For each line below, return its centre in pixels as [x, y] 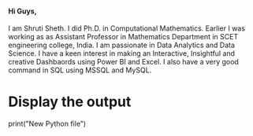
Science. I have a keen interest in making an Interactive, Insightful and [121, 53]
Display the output [70, 102]
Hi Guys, [22, 11]
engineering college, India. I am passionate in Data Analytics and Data [121, 45]
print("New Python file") [47, 124]
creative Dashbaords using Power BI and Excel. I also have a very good [123, 62]
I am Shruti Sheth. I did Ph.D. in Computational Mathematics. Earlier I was [127, 28]
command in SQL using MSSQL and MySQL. [80, 70]
